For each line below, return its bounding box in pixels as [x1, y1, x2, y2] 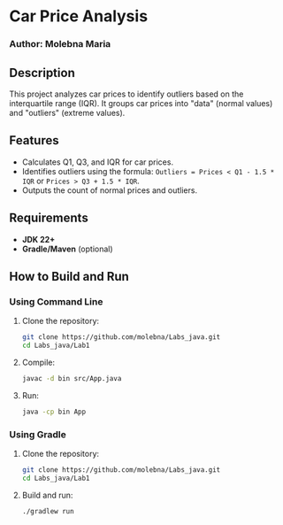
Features [9, 133, 59, 148]
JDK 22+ [21, 234, 56, 244]
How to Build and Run [9, 268, 130, 284]
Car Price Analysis [9, 6, 149, 27]
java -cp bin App [21, 407, 87, 416]
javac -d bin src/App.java [21, 374, 122, 382]
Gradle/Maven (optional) [21, 243, 113, 254]
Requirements [9, 211, 88, 226]
